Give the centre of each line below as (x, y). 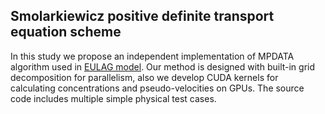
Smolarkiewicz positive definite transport (142, 16)
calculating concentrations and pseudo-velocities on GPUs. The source (157, 88)
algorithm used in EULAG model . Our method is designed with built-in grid (163, 66)
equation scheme (66, 32)
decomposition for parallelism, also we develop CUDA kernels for (144, 77)
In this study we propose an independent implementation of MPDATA (152, 56)
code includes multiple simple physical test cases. (113, 98)
